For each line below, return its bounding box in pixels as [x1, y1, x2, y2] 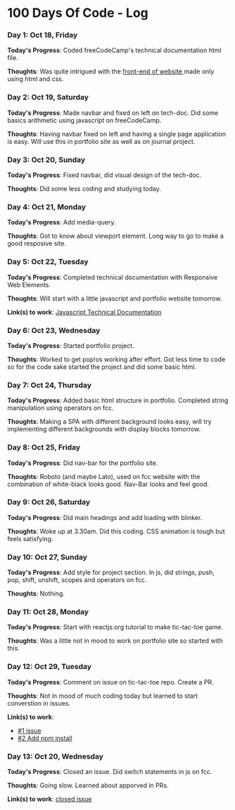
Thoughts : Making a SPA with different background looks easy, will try [7, 418, 212, 426]
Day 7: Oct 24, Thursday [7, 380, 92, 389]
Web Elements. [7, 280, 51, 289]
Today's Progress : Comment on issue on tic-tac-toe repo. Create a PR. [7, 677, 215, 686]
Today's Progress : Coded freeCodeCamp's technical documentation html [7, 46, 222, 54]
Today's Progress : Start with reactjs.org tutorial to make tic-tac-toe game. [7, 623, 224, 631]
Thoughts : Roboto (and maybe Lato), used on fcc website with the [7, 472, 201, 480]
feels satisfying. [7, 534, 53, 543]
